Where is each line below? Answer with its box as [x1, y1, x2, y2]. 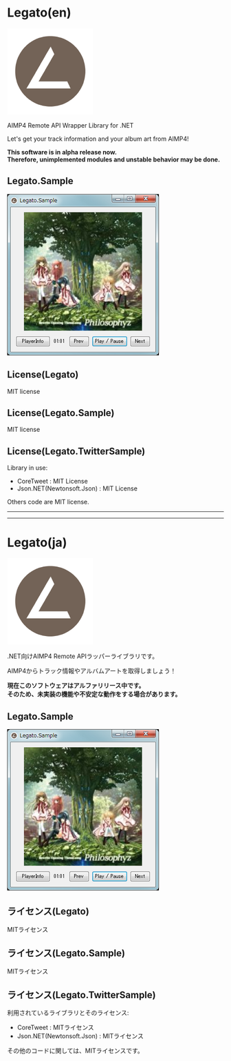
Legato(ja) [7, 535, 67, 551]
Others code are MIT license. [7, 498, 89, 506]
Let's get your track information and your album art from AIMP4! [7, 135, 189, 143]
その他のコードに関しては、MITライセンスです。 [7, 1047, 144, 1055]
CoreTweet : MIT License [16, 477, 88, 486]
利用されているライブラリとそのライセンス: [7, 1009, 129, 1017]
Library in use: [7, 464, 48, 472]
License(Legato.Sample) [7, 407, 115, 419]
